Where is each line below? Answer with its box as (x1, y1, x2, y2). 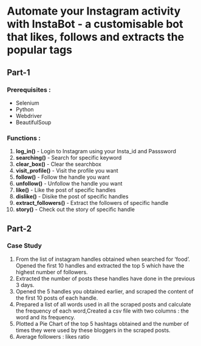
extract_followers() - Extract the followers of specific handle (15, 199, 169, 207)
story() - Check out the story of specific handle (15, 206, 135, 213)
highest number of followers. (15, 268, 88, 275)
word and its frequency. (15, 313, 75, 320)
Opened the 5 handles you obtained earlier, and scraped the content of (15, 288, 194, 295)
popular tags (7, 43, 72, 57)
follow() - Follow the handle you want (15, 173, 110, 181)
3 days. (15, 281, 35, 288)
